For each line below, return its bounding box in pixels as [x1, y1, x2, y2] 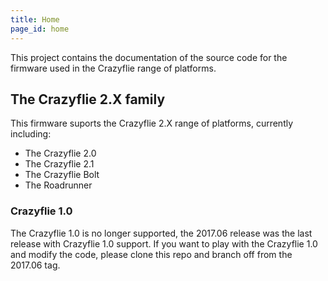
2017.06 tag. [10, 259, 61, 271]
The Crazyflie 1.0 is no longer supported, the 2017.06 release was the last [10, 227, 313, 239]
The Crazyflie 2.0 [24, 147, 97, 160]
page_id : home [10, 24, 70, 34]
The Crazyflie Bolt [24, 169, 100, 181]
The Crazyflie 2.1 [24, 158, 95, 170]
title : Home [10, 14, 60, 25]
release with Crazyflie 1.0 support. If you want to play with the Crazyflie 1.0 [10, 237, 318, 250]
